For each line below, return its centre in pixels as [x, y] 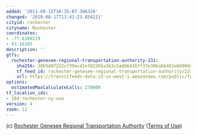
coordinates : [22, 33]
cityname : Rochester [31, 28]
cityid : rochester [28, 22]
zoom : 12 [17, 109]
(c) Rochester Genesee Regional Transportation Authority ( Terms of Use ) [94, 126]
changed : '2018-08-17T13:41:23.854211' [55, 17]
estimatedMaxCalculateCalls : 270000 [56, 88]
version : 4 [19, 104]
